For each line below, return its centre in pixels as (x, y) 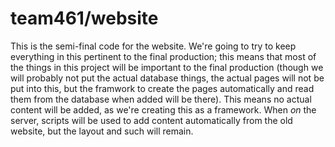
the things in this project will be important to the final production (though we (167, 67)
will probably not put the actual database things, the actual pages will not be (167, 78)
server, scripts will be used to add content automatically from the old (151, 120)
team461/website (84, 18)
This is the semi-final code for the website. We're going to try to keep (153, 46)
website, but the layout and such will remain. (102, 131)
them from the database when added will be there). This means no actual (161, 99)
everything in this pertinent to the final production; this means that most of (163, 56)
